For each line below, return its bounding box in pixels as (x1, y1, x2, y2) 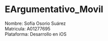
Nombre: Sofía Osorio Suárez (5, 20, 66, 26)
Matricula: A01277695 (5, 25, 51, 31)
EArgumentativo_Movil (5, 4, 103, 15)
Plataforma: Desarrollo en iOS (5, 31, 67, 37)
